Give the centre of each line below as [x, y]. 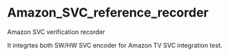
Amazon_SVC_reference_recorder [108, 13]
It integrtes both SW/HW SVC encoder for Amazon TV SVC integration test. [115, 45]
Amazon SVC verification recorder [56, 32]
